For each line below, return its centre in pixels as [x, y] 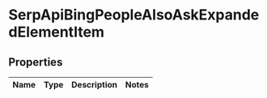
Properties [36, 62]
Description [94, 85]
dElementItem [57, 32]
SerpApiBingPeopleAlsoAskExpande [134, 15]
